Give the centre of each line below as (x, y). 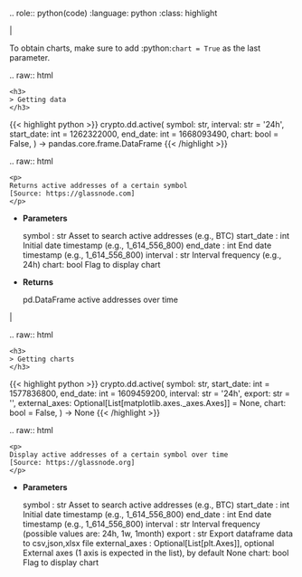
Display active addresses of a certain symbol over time (119, 455)
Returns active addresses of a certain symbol (99, 185)
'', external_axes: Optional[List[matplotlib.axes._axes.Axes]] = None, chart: (148, 403)
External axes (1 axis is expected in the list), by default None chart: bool (156, 553)
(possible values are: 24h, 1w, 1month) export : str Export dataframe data (158, 534)
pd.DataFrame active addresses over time (100, 299)
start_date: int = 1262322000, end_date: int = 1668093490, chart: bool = (144, 134)
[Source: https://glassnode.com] (72, 194)
